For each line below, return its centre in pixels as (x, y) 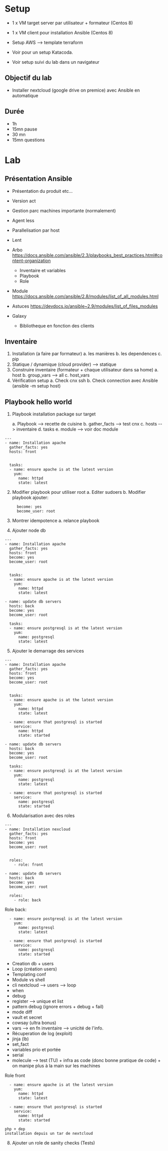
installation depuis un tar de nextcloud (49, 1134)
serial (18, 1055)
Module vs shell (28, 980)
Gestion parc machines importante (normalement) (64, 210)
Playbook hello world (39, 402)
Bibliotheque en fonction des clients (57, 326)
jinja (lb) (20, 1039)
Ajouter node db (29, 530)
